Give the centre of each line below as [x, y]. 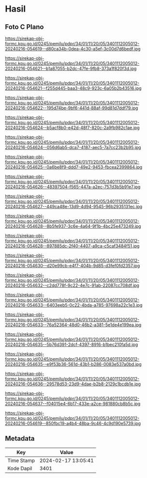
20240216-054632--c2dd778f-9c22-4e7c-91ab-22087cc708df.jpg [72, 285]
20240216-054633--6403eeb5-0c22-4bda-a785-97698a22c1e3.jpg [74, 305]
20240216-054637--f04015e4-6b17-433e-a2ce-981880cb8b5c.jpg [73, 404]
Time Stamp [21, 461]
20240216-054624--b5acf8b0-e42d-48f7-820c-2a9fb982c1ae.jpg [72, 128]
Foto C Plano [24, 27]
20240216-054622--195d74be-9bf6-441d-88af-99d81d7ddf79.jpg [72, 108]
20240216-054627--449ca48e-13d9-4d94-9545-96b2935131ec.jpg [74, 206]
